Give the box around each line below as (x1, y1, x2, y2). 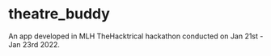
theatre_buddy (8, 5, 111, 23)
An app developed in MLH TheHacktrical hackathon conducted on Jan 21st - (8, 31, 264, 41)
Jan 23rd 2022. (8, 39, 61, 49)
